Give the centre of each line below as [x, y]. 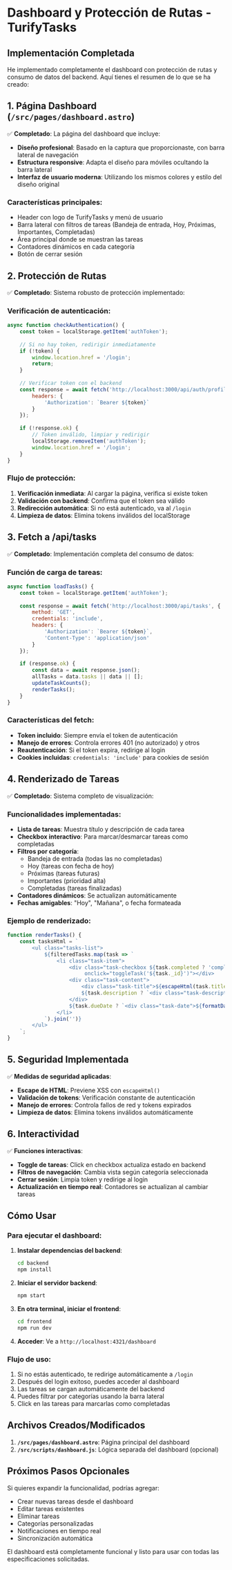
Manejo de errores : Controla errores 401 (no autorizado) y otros [108, 742]
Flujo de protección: [41, 478]
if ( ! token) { [40, 351]
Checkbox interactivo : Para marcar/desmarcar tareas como [103, 837]
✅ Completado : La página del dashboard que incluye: [84, 134]
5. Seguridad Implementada [68, 1060]
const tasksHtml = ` [49, 942]
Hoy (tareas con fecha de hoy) [71, 866]
